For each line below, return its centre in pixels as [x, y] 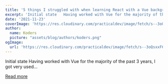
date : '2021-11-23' [25, 19]
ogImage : [14, 42]
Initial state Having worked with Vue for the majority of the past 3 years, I [80, 61]
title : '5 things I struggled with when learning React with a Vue [77, 10]
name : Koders [23, 33]
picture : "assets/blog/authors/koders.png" [55, 38]
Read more [16, 76]
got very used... [21, 66]
